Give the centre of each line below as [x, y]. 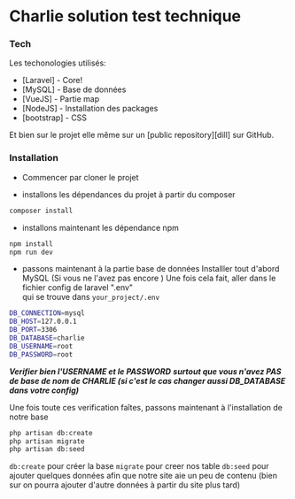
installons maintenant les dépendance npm [100, 227]
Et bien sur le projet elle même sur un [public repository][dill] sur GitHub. [142, 135]
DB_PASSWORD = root [41, 354]
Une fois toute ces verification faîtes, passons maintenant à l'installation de [146, 407]
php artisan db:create [51, 433]
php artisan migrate [47, 441]
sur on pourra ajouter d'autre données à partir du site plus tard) [125, 485]
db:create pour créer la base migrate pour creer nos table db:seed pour [139, 466]
